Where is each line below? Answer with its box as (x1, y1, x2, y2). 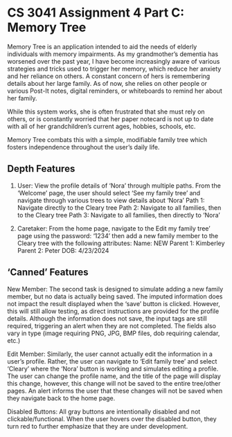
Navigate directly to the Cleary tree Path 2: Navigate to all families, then (17, 203, 222, 212)
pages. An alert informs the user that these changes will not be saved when (7, 386, 223, 395)
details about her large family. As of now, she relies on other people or (7, 79, 208, 87)
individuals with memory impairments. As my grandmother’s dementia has (7, 50, 219, 58)
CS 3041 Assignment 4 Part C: (7, 5, 185, 21)
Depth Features (7, 163, 75, 175)
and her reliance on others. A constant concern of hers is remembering (7, 71, 211, 80)
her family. (7, 93, 37, 102)
